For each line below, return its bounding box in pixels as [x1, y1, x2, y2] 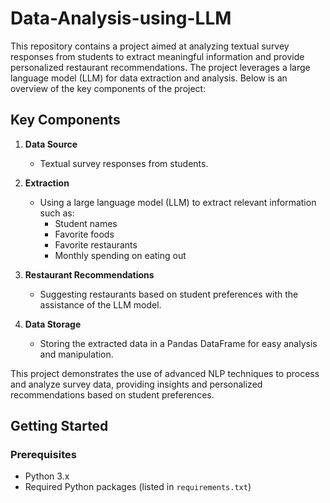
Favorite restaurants [54, 238, 138, 251]
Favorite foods [54, 228, 115, 240]
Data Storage [24, 318, 82, 330]
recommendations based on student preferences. [10, 388, 215, 401]
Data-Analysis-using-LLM [10, 7, 232, 30]
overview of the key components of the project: [10, 82, 207, 94]
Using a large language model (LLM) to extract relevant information [39, 196, 317, 208]
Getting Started [10, 418, 109, 435]
